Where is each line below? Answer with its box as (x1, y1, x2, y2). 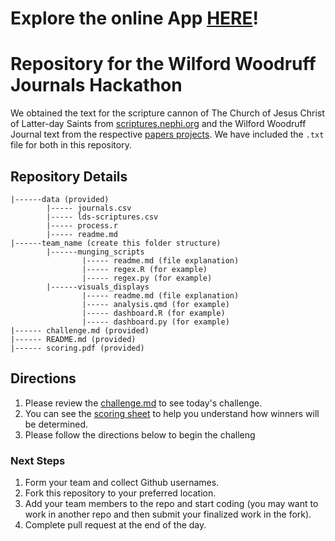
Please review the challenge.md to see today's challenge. (24, 397, 263, 409)
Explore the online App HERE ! (10, 7, 259, 30)
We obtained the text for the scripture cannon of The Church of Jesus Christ (10, 107, 325, 119)
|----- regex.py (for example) (81, 273, 213, 283)
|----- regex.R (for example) (81, 264, 208, 274)
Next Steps (10, 453, 66, 467)
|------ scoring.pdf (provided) (10, 343, 145, 353)
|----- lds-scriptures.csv (46, 212, 159, 222)
